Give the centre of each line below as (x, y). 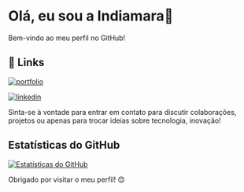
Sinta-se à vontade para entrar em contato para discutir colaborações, (122, 112)
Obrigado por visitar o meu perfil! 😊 (67, 179)
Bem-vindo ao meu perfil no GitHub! (67, 38)
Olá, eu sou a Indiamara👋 (91, 16)
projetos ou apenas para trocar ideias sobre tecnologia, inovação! (115, 120)
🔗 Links (26, 63)
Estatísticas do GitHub (64, 145)
